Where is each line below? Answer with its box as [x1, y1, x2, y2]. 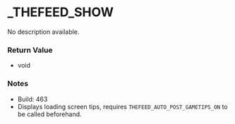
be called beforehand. [17, 110, 83, 118]
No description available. [7, 27, 80, 36]
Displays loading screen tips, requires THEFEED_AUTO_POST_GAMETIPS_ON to [17, 102, 228, 111]
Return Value [7, 45, 53, 55]
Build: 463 [17, 94, 48, 103]
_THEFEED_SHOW [7, 4, 114, 20]
